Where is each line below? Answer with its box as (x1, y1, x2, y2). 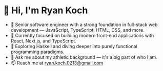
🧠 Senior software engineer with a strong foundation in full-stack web (10, 21, 158, 28)
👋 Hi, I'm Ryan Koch (3, 5, 88, 16)
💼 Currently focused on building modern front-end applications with (10, 32, 154, 38)
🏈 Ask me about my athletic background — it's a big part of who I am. (10, 54, 158, 60)
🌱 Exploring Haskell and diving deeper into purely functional (10, 43, 137, 49)
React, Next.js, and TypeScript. (10, 38, 76, 44)
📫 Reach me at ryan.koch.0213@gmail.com (10, 60, 104, 66)
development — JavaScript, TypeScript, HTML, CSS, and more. (10, 27, 145, 33)
